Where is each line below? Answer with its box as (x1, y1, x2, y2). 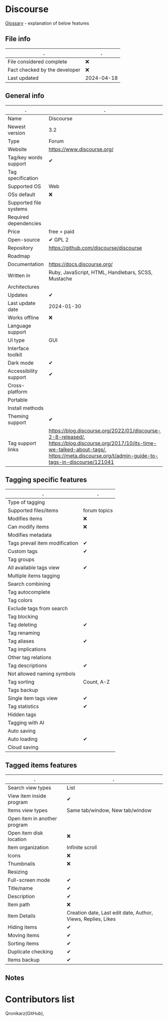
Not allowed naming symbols (7, 670, 76, 677)
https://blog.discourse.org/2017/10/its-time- (48, 440, 157, 447)
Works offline (7, 314, 39, 321)
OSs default (7, 191, 35, 198)
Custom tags (7, 548, 38, 555)
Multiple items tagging (7, 572, 60, 579)
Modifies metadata (7, 532, 52, 539)
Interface (7, 345, 29, 352)
